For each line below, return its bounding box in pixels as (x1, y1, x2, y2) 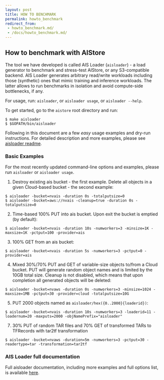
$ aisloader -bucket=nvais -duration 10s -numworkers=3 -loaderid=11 (5, 310, 152, 315)
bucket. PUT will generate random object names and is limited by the (12, 267, 153, 273)
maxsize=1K (5, 230, 28, 235)
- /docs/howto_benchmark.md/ (7, 30, 68, 35)
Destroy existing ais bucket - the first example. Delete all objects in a (12, 179, 152, 185)
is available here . (5, 370, 40, 376)
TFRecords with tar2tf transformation (12, 328, 88, 334)
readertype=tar (5, 342, 37, 347)
